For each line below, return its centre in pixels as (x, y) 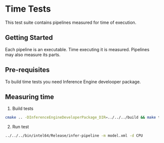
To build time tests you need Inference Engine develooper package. (73, 82)
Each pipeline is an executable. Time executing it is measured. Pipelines (77, 49)
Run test (20, 127)
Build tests (23, 108)
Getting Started (29, 38)
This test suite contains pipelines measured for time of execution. (71, 22)
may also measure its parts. (33, 54)
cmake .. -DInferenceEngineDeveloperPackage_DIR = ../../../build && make (81, 118)
